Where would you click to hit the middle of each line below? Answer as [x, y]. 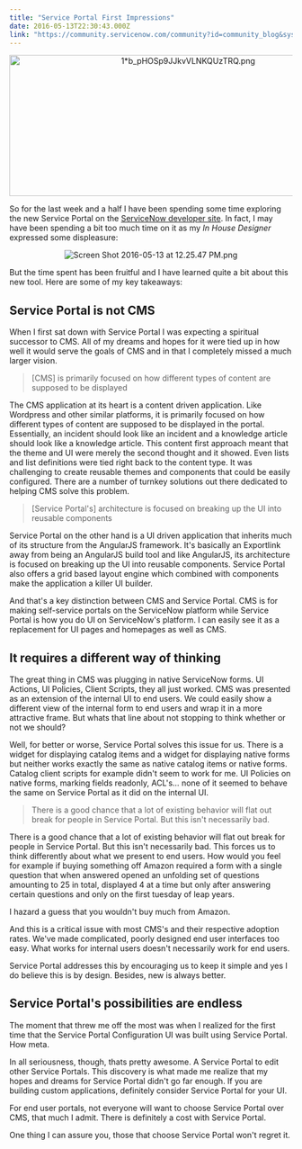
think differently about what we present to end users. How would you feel [145, 856]
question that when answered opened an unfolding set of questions [134, 875]
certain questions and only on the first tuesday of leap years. [122, 894]
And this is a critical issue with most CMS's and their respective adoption [145, 929]
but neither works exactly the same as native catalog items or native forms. [148, 764]
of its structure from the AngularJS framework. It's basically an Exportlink [145, 545]
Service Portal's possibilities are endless [126, 1004]
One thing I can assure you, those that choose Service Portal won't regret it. [150, 1135]
